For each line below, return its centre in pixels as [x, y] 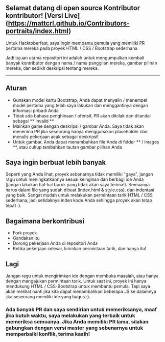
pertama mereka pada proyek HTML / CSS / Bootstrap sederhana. [72, 48]
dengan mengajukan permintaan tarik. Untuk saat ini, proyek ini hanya [76, 281]
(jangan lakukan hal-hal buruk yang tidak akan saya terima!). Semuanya [78, 185]
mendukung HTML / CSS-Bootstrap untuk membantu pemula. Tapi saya [78, 286]
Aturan [16, 88]
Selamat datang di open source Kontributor [73, 8]
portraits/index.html [37, 31]
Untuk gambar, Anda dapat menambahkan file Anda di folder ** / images [86, 142]
